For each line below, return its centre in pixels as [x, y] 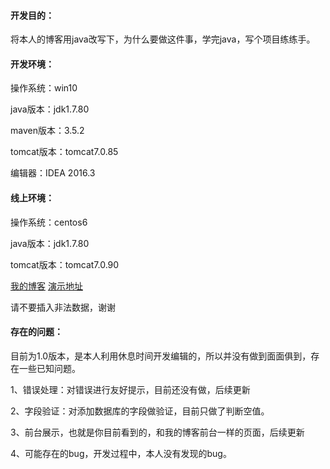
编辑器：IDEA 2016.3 [53, 173]
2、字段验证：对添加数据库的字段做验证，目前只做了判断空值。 [140, 411]
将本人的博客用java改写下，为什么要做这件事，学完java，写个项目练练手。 [163, 39]
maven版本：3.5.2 [47, 131]
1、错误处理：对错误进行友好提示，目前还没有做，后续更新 [130, 389]
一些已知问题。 [49, 368]
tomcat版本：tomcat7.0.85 [64, 152]
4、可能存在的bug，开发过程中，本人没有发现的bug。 [121, 453]
